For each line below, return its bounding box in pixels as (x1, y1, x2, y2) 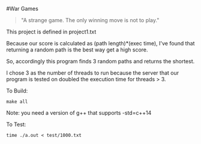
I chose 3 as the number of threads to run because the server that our (6, 69, 179, 76)
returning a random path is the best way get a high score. (6, 46, 148, 53)
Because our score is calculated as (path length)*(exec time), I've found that (6, 40, 195, 47)
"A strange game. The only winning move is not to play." (20, 17, 160, 23)
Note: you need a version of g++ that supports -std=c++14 (6, 109, 152, 116)
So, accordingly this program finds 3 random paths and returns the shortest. (6, 58, 195, 65)
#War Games (6, 5, 39, 12)
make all (6, 99, 28, 105)
